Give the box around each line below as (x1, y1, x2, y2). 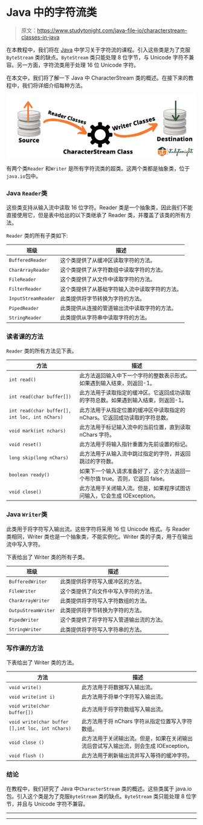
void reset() (8, 441, 42, 448)
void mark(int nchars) (8, 428, 66, 434)
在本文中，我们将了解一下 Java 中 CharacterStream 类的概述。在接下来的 (6, 74, 188, 81)
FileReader (8, 277, 36, 283)
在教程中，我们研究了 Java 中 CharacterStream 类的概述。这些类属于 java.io (6, 785, 192, 792)
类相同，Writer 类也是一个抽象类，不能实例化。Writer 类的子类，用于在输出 (6, 533, 193, 540)
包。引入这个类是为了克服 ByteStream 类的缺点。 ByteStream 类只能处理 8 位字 (6, 793, 197, 800)
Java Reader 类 (6, 189, 48, 197)
